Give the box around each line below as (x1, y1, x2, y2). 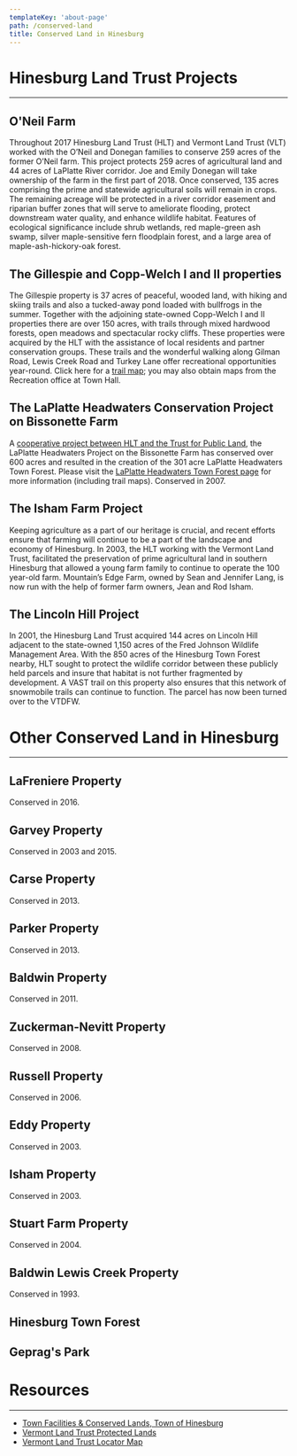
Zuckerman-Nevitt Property (9, 1019, 166, 1034)
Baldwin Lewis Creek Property (9, 1265, 179, 1281)
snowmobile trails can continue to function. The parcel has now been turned (9, 687, 287, 697)
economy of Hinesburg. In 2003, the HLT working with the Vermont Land (9, 543, 274, 554)
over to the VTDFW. (9, 697, 81, 707)
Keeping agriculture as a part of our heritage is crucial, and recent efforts (9, 525, 276, 535)
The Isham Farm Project (9, 502, 143, 517)
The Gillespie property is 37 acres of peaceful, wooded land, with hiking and (9, 290, 287, 300)
